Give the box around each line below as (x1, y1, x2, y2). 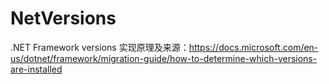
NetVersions (10, 7, 117, 30)
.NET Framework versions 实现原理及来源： (10, 41, 190, 53)
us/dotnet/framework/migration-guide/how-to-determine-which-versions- (10, 52, 318, 64)
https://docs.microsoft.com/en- (188, 41, 319, 53)
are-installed (10, 63, 63, 75)
